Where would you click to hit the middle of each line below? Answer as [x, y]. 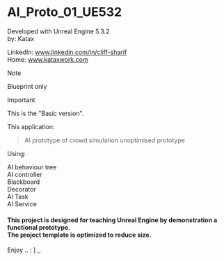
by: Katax [21, 38]
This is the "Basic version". [46, 113]
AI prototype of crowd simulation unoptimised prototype [105, 140]
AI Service [22, 204]
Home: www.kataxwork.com [48, 59]
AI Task [18, 196]
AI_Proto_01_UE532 [65, 12]
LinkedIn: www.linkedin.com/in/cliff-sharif [67, 52]
